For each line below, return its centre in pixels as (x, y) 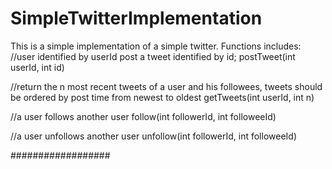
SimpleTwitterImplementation (136, 18)
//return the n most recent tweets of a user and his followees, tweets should (166, 86)
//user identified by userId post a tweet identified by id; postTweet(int (153, 56)
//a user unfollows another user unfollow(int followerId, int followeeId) (154, 136)
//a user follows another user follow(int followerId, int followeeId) (143, 116)
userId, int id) (37, 67)
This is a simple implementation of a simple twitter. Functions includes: (156, 46)
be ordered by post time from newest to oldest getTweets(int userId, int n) (162, 97)
